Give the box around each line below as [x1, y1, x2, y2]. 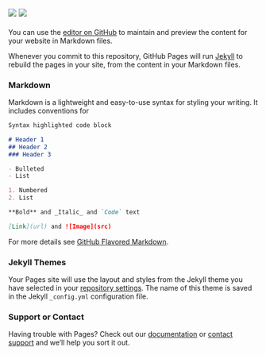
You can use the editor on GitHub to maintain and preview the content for [8, 27, 248, 37]
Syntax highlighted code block [8, 122, 112, 129]
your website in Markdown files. [8, 36, 113, 45]
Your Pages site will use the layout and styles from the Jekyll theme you [8, 275, 244, 284]
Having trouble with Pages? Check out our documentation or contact [8, 330, 233, 339]
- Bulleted [8, 164, 44, 173]
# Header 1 [8, 135, 44, 144]
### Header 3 [8, 150, 52, 158]
